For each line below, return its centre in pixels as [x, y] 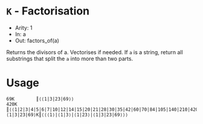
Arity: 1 [24, 28]
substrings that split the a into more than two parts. [70, 58]
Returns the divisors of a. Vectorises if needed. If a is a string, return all [95, 52]
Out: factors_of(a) [37, 40]
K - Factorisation [48, 11]
